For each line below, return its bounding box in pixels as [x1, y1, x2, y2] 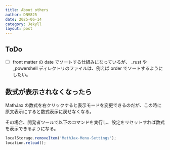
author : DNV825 [5, 12, 37, 17]
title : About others [5, 7, 49, 13]
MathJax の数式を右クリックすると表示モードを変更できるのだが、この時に [5, 102, 162, 108]
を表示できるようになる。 [5, 125, 59, 131]
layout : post [5, 26, 33, 31]
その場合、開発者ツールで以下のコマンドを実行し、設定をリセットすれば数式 [5, 119, 165, 125]
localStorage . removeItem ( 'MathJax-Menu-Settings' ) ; [5, 135, 116, 140]
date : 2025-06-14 [5, 17, 42, 22]
